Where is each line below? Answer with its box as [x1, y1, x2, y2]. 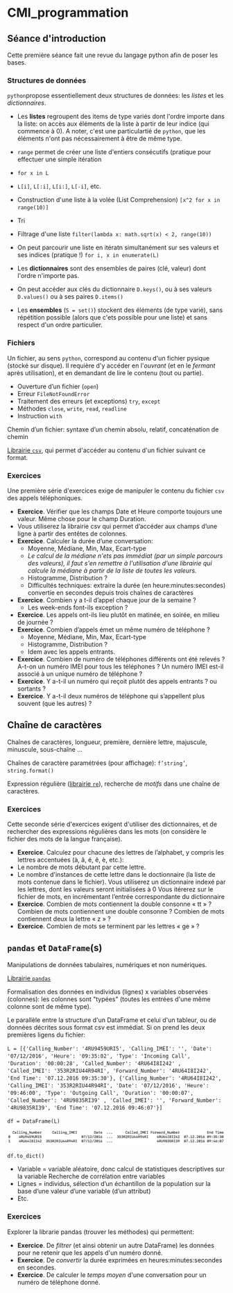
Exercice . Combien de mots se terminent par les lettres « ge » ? [17, 922, 200, 930]
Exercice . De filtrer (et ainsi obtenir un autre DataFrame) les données [17, 1241, 215, 1249]
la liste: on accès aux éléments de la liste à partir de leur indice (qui [17, 120, 209, 128]
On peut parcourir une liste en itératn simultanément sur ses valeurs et [17, 243, 219, 252]
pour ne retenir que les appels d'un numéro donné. [17, 1249, 163, 1257]
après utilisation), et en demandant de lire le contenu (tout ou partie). [7, 368, 204, 377]
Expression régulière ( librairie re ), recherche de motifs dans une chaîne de [7, 780, 220, 788]
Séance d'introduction [7, 33, 106, 44]
